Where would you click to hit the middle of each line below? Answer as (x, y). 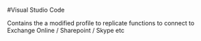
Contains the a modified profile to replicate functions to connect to (101, 23)
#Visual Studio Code (36, 10)
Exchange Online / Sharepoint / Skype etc (66, 30)
